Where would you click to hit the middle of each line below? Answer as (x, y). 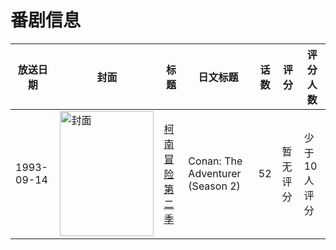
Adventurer (215, 173)
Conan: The (215, 161)
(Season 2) (214, 186)
